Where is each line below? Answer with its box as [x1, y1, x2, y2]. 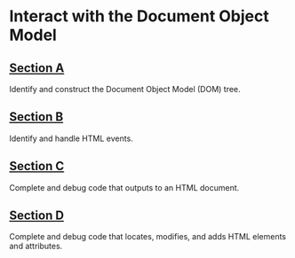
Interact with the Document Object [9, 6, 269, 27]
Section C [9, 159, 65, 174]
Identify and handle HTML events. [9, 133, 133, 144]
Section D [9, 208, 65, 223]
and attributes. [9, 241, 63, 252]
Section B [9, 109, 64, 125]
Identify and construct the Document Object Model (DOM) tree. [9, 84, 242, 94]
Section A [9, 60, 65, 75]
